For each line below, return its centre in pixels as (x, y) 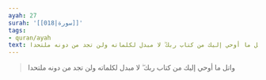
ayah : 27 (23, 15)
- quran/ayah (30, 38)
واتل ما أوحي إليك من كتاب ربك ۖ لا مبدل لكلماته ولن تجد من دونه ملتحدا (131, 67)
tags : (17, 30)
